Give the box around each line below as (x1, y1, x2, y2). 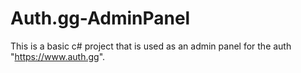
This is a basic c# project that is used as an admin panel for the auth (10, 40, 292, 52)
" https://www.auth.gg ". (10, 50, 106, 62)
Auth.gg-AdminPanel (10, 7, 191, 30)
